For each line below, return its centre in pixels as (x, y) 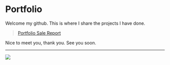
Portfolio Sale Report (39, 33)
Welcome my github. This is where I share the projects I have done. (75, 23)
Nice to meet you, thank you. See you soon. (51, 43)
